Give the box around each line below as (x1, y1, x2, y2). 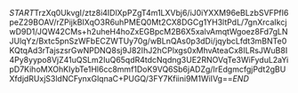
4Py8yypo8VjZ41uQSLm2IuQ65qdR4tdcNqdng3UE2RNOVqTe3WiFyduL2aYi (9, 55, 289, 65)
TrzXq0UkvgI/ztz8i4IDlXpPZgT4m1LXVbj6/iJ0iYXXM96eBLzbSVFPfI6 (34, 8, 289, 18)
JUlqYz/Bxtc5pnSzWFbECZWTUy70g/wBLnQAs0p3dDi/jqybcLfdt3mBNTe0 (9, 35, 287, 46)
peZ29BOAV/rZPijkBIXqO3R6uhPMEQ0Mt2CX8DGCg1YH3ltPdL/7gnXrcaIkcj (9, 17, 287, 27)
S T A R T (9, 8, 35, 18)
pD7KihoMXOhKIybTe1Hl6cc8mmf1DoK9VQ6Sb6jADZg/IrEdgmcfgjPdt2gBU (9, 64, 286, 74)
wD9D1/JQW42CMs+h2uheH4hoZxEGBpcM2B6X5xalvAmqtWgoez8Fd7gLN (9, 27, 288, 36)
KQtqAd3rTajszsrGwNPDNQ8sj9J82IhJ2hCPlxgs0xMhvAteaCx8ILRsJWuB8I (9, 45, 288, 56)
